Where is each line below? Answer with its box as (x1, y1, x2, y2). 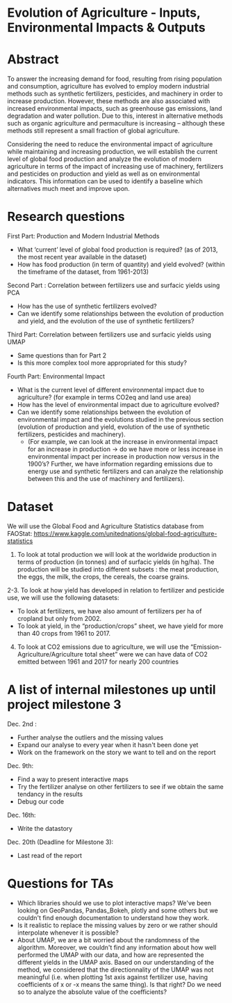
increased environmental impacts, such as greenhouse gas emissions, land (7, 105, 222, 113)
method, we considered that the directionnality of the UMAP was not (17, 965, 214, 974)
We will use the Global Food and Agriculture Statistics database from (7, 522, 204, 530)
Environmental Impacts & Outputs (7, 20, 206, 36)
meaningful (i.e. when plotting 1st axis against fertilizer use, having (17, 972, 208, 981)
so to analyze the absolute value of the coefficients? (17, 988, 167, 996)
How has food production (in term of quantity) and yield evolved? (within (17, 260, 226, 269)
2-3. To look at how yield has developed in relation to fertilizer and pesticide (7, 586, 224, 594)
